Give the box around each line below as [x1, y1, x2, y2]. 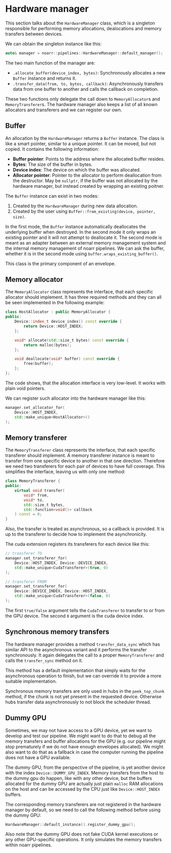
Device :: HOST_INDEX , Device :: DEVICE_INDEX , [14, 560, 109, 566]
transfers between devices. [5, 31, 63, 37]
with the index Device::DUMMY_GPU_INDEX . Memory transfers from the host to [5, 769, 164, 776]
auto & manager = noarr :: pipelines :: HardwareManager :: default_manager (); [5, 51, 163, 56]
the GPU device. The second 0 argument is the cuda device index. [5, 613, 144, 619]
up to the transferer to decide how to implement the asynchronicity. [5, 531, 147, 538]
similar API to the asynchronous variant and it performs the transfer [5, 646, 147, 652]
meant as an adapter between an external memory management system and [5, 239, 166, 246]
